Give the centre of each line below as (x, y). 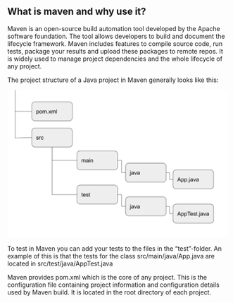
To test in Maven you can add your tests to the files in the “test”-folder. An (115, 249)
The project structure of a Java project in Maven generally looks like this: (113, 80)
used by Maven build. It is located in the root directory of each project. (109, 292)
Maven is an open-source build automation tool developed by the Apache (114, 28)
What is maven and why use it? (77, 12)
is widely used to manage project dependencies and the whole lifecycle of (115, 59)
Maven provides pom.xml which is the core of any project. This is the (107, 278)
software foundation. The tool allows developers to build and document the (116, 36)
